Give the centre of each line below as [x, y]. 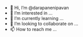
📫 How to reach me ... [33, 29]
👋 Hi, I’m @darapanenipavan [39, 8]
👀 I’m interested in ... [31, 13]
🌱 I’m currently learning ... [37, 18]
